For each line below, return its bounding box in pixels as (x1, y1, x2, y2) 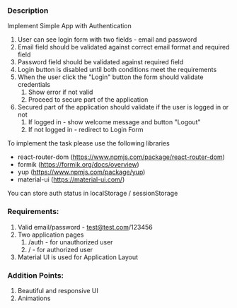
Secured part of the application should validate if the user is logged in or (17, 103, 229, 112)
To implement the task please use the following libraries (7, 139, 170, 148)
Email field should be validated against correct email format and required (17, 43, 230, 52)
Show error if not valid (28, 88, 93, 97)
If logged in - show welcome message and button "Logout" (28, 118, 201, 126)
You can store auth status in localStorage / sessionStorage (7, 189, 178, 198)
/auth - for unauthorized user (28, 237, 113, 246)
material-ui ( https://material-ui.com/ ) (17, 175, 125, 184)
